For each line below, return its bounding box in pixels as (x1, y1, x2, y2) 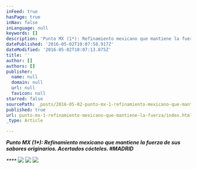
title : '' (6, 52, 30, 58)
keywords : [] (6, 31, 38, 36)
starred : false (6, 96, 43, 102)
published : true (6, 107, 46, 113)
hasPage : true (6, 14, 41, 20)
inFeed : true (6, 8, 38, 15)
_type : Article (6, 118, 43, 124)
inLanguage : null (6, 25, 49, 31)
